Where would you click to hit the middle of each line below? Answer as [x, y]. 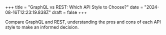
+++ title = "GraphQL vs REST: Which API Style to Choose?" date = [74, 7]
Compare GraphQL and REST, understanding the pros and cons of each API [83, 22]
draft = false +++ [69, 12]
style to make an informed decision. [42, 27]
